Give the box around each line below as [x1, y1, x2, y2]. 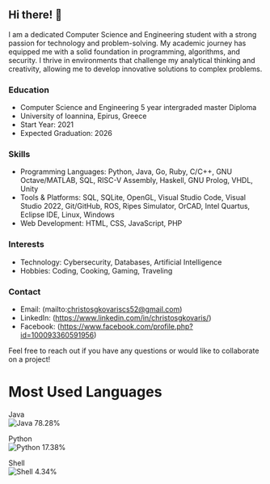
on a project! [8, 355, 51, 364]
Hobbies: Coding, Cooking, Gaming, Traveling [19, 265, 173, 275]
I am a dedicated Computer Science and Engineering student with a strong [8, 29, 257, 39]
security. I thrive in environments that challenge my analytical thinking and [8, 55, 256, 65]
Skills [8, 149, 31, 160]
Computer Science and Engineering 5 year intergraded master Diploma [19, 103, 257, 113]
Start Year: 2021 [19, 120, 74, 129]
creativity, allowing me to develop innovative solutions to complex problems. [8, 64, 263, 74]
